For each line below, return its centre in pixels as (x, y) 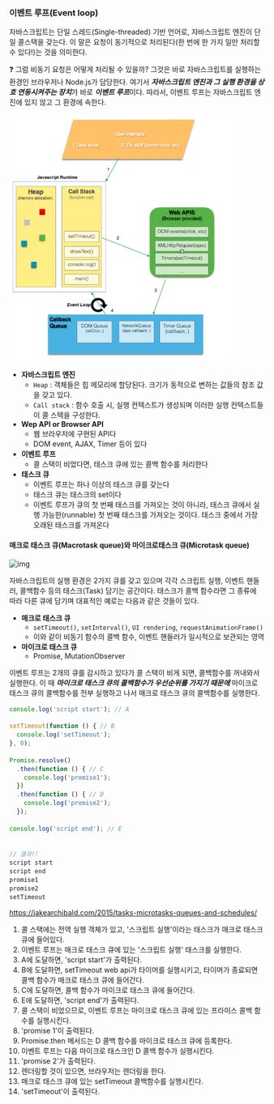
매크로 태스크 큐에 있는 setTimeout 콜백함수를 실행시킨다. (112, 1081)
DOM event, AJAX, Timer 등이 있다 (90, 444)
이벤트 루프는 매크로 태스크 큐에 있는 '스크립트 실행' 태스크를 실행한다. (131, 949)
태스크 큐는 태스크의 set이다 (77, 495)
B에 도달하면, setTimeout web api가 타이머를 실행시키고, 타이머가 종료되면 (139, 970)
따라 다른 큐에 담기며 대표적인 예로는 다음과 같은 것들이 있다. (104, 600)
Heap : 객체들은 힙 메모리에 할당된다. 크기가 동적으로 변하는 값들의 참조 (144, 385)
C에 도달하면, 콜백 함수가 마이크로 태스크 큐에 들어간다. (108, 990)
